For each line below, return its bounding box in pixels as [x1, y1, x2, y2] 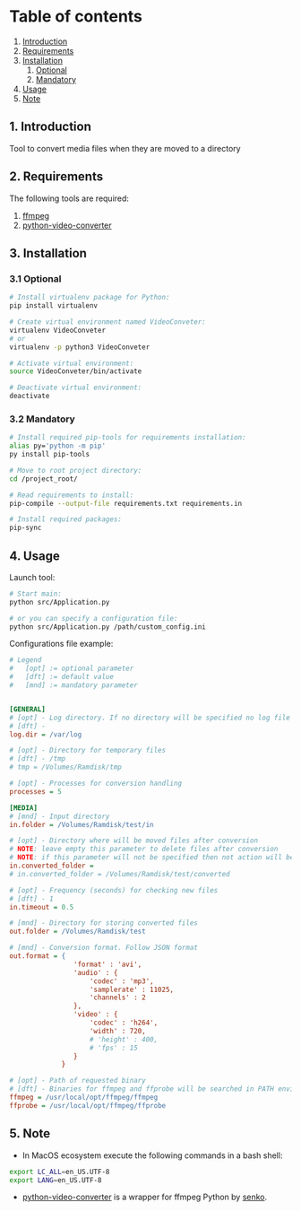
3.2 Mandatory [9, 413, 76, 425]
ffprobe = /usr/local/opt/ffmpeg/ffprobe [9, 1101, 167, 1110]
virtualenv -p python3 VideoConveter [9, 343, 150, 352]
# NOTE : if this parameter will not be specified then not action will [9, 853, 282, 862]
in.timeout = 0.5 [9, 902, 74, 911]
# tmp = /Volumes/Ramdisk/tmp [9, 762, 123, 772]
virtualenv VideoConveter [9, 326, 106, 335]
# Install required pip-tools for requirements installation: [9, 433, 246, 442]
